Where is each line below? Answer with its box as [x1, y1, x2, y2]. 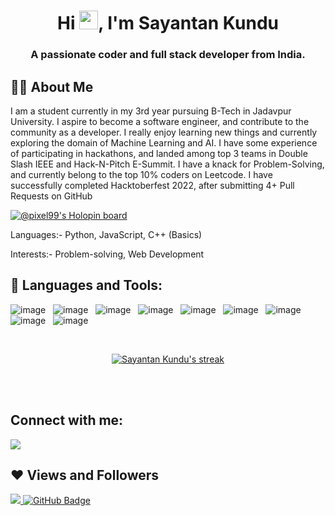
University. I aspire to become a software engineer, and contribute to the [10, 115, 310, 127]
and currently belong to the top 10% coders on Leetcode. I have [10, 168, 273, 180]
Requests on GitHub [10, 190, 93, 202]
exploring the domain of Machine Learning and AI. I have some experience [10, 136, 318, 149]
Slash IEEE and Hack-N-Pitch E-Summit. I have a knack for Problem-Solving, [10, 158, 325, 170]
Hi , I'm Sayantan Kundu [56, 12, 280, 35]
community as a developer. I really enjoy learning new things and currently [10, 126, 318, 138]
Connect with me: [10, 412, 124, 429]
